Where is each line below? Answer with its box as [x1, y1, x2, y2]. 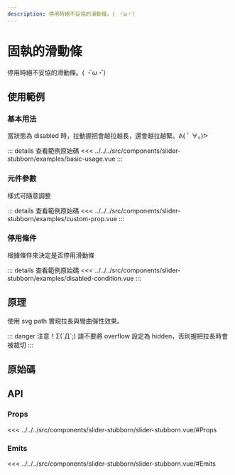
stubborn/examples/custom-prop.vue [7, 214, 117, 223]
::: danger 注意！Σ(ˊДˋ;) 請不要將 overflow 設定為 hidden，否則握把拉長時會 [7, 331, 229, 340]
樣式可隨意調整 [7, 191, 51, 200]
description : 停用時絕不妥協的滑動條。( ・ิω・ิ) [7, 10, 136, 18]
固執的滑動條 [7, 43, 83, 59]
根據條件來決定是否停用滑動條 [7, 250, 94, 260]
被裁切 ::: [7, 341, 34, 349]
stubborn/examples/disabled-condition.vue [7, 274, 134, 282]
